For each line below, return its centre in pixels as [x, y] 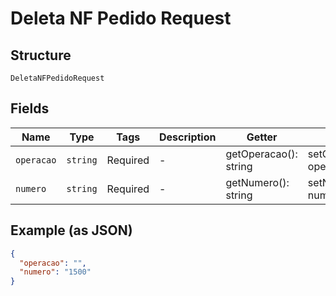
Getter [262, 137]
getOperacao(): [261, 154]
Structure [41, 55]
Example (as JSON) [71, 230]
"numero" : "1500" [55, 272]
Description [188, 137]
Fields [30, 108]
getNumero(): [257, 182]
